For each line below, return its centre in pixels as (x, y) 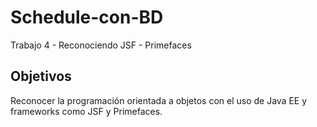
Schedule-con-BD (87, 17)
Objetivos (41, 76)
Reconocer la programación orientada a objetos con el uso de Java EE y (159, 100)
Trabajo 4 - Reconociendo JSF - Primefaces (101, 45)
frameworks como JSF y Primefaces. (86, 111)
